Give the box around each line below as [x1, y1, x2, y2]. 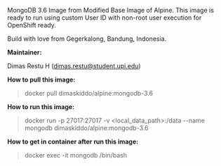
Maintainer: [7, 49, 42, 56]
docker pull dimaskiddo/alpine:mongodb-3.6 [24, 89, 153, 97]
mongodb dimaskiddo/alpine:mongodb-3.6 [24, 124, 149, 132]
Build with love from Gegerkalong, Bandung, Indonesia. [7, 34, 167, 43]
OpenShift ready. [7, 21, 56, 29]
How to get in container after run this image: [7, 137, 139, 146]
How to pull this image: [7, 75, 76, 84]
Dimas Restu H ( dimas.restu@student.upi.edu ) [7, 62, 142, 70]
